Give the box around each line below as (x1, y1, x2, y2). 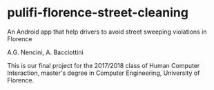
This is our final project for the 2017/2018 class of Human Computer (7, 61, 200, 69)
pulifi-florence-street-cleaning (7, 5, 188, 21)
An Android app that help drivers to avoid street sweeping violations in (7, 27, 207, 36)
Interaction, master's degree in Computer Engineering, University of (7, 69, 200, 77)
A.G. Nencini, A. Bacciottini (7, 48, 84, 56)
